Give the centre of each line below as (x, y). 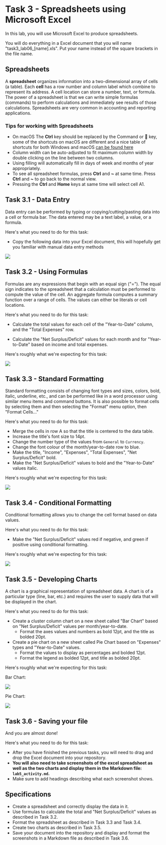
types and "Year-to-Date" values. (46, 648)
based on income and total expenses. (70, 344)
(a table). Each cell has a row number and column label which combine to (80, 86)
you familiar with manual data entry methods (58, 247)
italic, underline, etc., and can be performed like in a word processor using (81, 396)
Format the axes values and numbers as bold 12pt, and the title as (87, 632)
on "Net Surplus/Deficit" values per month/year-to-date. (70, 626)
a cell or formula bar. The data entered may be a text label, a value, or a (78, 217)
